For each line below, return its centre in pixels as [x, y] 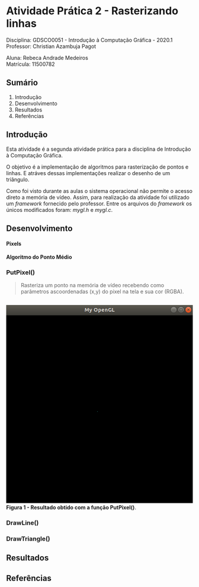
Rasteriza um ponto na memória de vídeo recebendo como [92, 285]
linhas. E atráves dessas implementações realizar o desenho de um [88, 173]
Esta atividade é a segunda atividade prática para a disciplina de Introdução [99, 149]
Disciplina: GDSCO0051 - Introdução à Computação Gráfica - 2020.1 [89, 40]
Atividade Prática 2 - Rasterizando [92, 11]
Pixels [14, 243]
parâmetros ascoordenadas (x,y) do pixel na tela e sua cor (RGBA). [102, 291]
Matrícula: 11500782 [31, 64]
